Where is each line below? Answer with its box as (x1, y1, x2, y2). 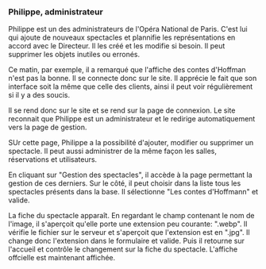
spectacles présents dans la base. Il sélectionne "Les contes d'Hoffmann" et (8, 187, 259, 197)
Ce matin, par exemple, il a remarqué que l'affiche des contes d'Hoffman (8, 65, 246, 75)
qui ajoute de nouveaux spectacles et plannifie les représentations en (8, 33, 236, 42)
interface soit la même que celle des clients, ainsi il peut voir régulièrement (8, 82, 253, 91)
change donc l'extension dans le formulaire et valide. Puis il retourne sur (8, 236, 245, 246)
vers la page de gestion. (8, 122, 87, 133)
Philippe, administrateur (8, 6, 103, 17)
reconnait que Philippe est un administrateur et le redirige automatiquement (8, 114, 256, 124)
